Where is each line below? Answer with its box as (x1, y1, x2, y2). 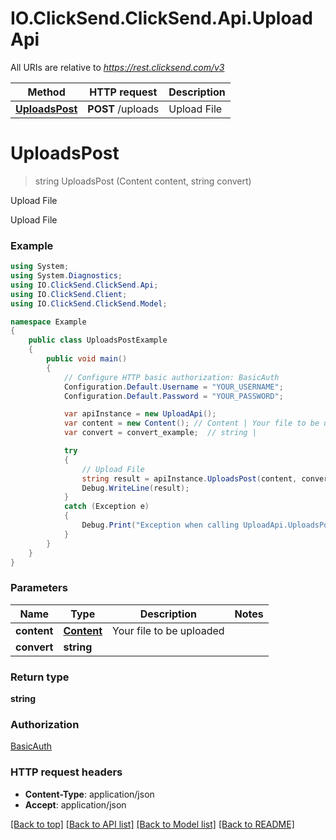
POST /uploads (87, 102, 160, 116)
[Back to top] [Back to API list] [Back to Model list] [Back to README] (10, 818, 295, 830)
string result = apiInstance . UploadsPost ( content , (81, 473, 298, 484)
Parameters (10, 581, 68, 595)
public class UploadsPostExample (28, 335, 168, 346)
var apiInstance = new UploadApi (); (63, 409, 217, 419)
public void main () (46, 354, 128, 364)
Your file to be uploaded (112, 623, 225, 637)
